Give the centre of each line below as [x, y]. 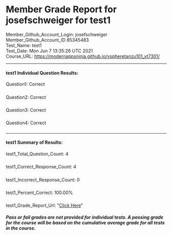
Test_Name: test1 [24, 45]
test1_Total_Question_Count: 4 [37, 154]
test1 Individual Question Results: [42, 73]
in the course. [21, 228]
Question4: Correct [26, 123]
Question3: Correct [26, 110]
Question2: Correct [26, 97]
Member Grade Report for [61, 9]
